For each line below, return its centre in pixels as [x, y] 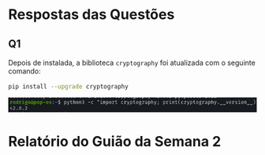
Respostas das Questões [91, 15]
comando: [24, 71]
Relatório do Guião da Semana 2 [115, 141]
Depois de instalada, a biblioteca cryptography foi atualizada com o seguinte [132, 62]
